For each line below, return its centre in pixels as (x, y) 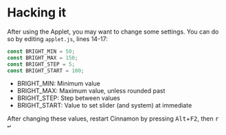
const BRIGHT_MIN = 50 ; (41, 51)
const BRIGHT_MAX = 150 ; (43, 58)
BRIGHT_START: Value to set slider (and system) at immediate (104, 106)
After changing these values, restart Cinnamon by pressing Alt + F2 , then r (113, 119)
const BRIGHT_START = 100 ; (46, 71)
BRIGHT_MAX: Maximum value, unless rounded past (91, 91)
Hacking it (37, 13)
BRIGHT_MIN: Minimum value (59, 84)
